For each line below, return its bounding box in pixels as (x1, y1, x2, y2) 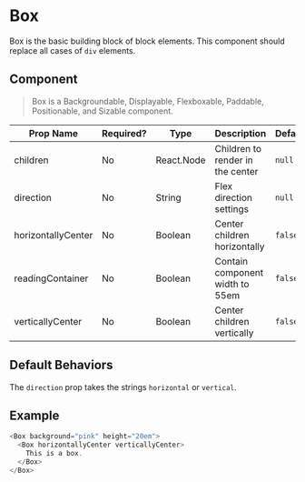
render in (214, 154, 253, 166)
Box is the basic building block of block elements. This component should (9, 35, 286, 46)
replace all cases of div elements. (9, 45, 136, 55)
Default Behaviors (9, 357, 113, 373)
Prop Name (28, 126, 79, 139)
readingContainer (14, 272, 89, 285)
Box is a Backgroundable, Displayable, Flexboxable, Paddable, (31, 95, 265, 106)
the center (214, 165, 259, 177)
